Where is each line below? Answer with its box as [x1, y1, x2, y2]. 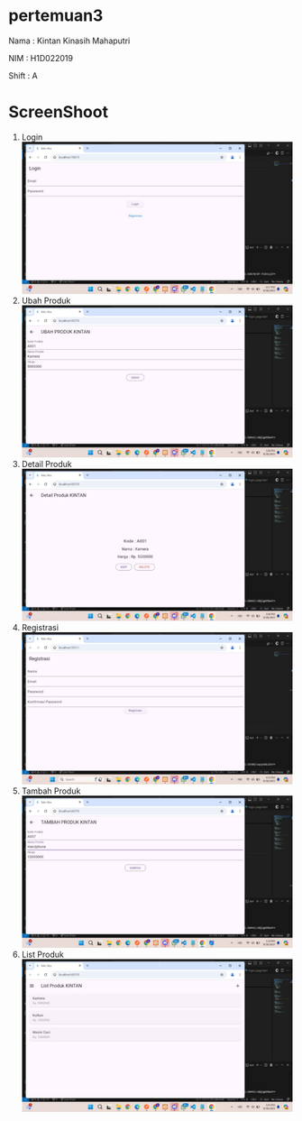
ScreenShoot [8, 102, 109, 123]
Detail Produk [21, 459, 73, 470]
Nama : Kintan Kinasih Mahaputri [8, 35, 131, 46]
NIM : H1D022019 [8, 52, 74, 63]
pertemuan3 [8, 5, 104, 26]
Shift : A [8, 69, 38, 81]
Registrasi [21, 622, 59, 633]
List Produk [21, 949, 64, 960]
